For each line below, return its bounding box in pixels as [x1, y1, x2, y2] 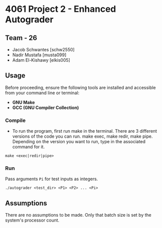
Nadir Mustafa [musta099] [12, 52, 67, 58]
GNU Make [12, 99, 35, 105]
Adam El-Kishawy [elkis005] [12, 57, 71, 63]
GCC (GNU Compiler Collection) [12, 105, 79, 111]
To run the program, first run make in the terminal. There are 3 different [12, 128, 157, 134]
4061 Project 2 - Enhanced [5, 3, 116, 15]
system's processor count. [5, 217, 60, 223]
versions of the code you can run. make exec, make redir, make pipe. [12, 133, 153, 139]
